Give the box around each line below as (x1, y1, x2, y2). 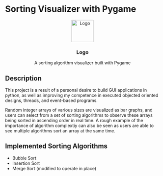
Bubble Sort (12, 155, 37, 161)
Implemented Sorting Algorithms (5, 142, 108, 151)
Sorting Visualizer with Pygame (5, 3, 136, 15)
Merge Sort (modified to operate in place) (12, 165, 97, 171)
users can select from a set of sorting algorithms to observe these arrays (5, 112, 153, 118)
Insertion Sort (12, 160, 40, 166)
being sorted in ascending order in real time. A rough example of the (5, 118, 143, 124)
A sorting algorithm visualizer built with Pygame (34, 60, 131, 66)
